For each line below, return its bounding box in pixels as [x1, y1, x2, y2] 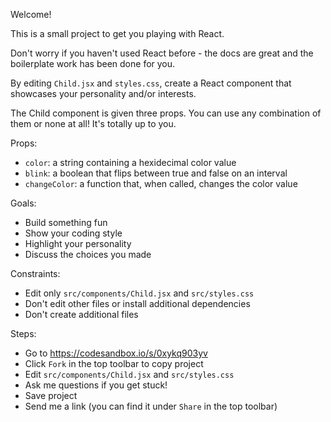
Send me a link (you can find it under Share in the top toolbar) [24, 400, 278, 412]
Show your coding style [24, 227, 123, 239]
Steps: [10, 328, 37, 339]
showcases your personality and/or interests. [10, 88, 197, 99]
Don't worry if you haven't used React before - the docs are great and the [10, 47, 314, 59]
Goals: [10, 197, 37, 209]
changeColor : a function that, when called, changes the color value [24, 178, 298, 189]
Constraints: [10, 268, 61, 279]
